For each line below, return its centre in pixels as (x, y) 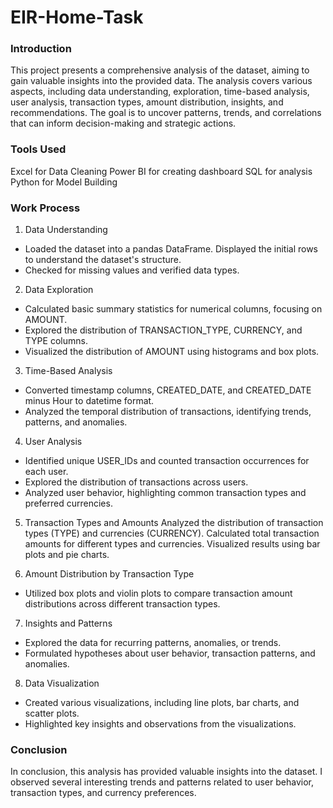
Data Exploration (59, 290)
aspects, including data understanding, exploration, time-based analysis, (160, 92)
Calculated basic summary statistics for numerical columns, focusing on (173, 309)
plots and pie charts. (67, 555)
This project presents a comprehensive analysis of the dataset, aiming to (160, 70)
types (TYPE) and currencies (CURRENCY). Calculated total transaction (172, 533)
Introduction (41, 49)
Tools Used (38, 149)
